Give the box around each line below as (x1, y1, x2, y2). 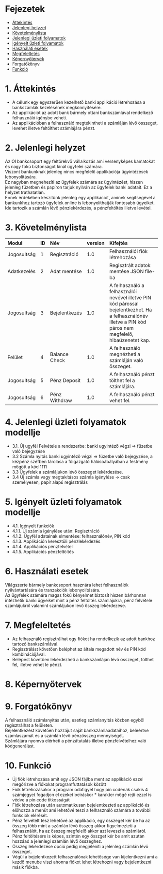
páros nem (109, 324, 134, 331)
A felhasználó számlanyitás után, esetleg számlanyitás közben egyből (5, 717, 145, 723)
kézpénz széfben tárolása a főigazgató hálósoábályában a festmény (12, 458, 148, 464)
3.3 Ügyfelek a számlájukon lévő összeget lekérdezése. (12, 469, 123, 475)
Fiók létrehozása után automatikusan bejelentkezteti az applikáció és (12, 802, 149, 808)
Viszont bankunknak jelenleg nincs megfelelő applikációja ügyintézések (5, 169, 148, 174)
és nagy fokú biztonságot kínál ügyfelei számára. (5, 163, 103, 169)
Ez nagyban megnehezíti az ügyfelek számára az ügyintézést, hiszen (5, 179, 143, 185)
